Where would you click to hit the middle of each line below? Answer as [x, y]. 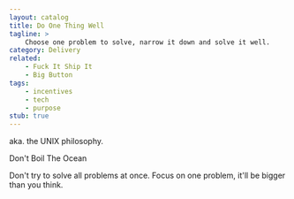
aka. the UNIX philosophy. [57, 142]
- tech [37, 99]
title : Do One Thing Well [57, 26]
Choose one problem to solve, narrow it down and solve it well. [148, 42]
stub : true [29, 116]
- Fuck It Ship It [59, 67]
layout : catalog [39, 17]
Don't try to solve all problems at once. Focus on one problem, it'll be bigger [147, 176]
